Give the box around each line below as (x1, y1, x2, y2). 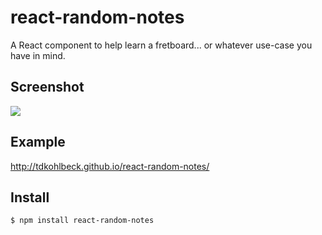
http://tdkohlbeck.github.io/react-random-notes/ (10, 160, 210, 172)
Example (10, 134, 66, 151)
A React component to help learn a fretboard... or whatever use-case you (10, 39, 313, 51)
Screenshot (10, 79, 85, 96)
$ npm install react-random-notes (10, 216, 155, 226)
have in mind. (10, 49, 66, 61)
